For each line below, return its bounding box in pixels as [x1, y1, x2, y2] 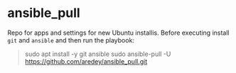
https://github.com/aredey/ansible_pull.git [24, 57, 148, 65]
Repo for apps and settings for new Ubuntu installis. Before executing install [7, 28, 230, 37]
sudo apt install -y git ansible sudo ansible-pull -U [24, 50, 171, 58]
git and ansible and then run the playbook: [7, 35, 135, 44]
